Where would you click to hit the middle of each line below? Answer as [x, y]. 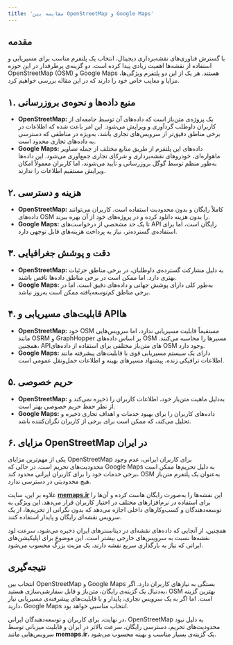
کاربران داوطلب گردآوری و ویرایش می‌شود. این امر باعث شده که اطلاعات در [117, 126]
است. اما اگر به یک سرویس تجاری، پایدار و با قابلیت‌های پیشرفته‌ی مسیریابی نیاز [110, 598]
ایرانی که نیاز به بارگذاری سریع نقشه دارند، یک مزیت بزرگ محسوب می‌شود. [105, 545]
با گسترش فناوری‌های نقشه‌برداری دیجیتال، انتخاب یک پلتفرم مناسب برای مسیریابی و [116, 58]
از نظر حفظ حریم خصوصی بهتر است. [67, 406]
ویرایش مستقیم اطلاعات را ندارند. [62, 171]
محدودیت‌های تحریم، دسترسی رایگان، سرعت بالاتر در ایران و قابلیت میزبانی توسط [114, 627]
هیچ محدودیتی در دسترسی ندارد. [50, 481]
